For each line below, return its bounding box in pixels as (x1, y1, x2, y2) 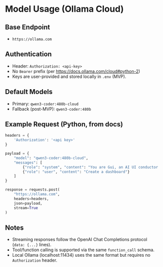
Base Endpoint (5, 23, 50, 31)
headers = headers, (14, 196, 49, 201)
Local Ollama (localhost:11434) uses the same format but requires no (12, 252, 150, 258)
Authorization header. (12, 257, 58, 263)
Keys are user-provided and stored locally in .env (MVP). (12, 73, 126, 79)
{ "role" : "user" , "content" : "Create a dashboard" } (22, 169, 130, 174)
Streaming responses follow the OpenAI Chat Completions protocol (12, 237, 147, 243)
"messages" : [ (14, 160, 42, 165)
